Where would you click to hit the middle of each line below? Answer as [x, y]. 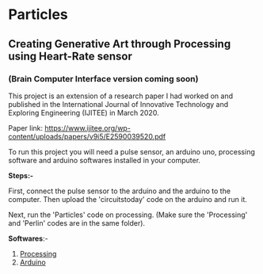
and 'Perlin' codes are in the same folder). [76, 223]
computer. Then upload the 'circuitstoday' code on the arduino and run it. [128, 199]
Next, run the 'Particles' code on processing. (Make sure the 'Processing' [128, 215]
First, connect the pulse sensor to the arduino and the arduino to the [120, 191]
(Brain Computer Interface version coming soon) [103, 78]
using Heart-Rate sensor [70, 56]
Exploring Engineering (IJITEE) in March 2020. [84, 112]
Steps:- [21, 175]
